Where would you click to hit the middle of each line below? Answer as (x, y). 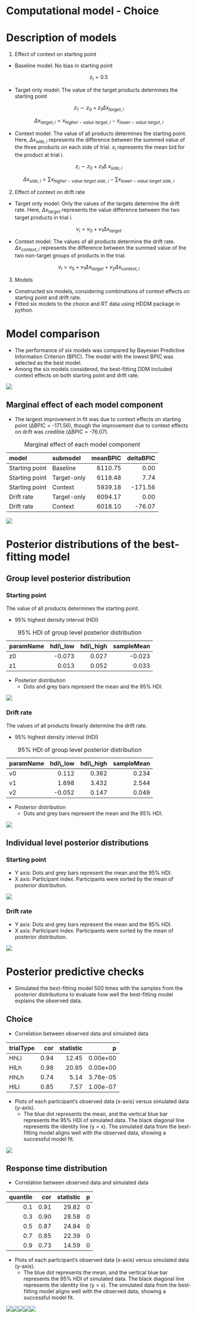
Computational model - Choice (83, 11)
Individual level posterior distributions (77, 843)
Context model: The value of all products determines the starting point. (101, 133)
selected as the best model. (48, 363)
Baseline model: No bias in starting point (64, 65)
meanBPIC (106, 458)
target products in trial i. (44, 217)
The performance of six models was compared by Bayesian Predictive (100, 350)
